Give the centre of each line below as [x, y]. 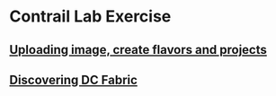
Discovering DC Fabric [73, 79]
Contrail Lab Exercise [90, 17]
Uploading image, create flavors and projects [138, 50]
